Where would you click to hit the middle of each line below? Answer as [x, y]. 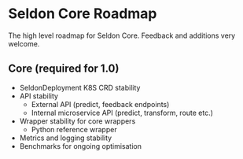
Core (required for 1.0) [64, 69]
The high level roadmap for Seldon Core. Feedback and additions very [122, 35]
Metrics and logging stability [66, 138]
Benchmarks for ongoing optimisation [80, 146]
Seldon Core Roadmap [83, 14]
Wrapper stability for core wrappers [77, 121]
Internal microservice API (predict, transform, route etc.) [122, 113]
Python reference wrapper [74, 129]
